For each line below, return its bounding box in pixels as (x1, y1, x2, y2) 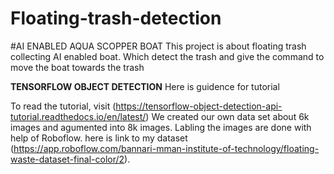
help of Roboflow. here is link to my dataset (10, 132, 188, 144)
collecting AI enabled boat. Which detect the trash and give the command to (10, 50, 325, 62)
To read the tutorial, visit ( (10, 100, 117, 112)
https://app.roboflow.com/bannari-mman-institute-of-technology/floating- (13, 142, 320, 154)
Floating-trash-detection (10, 7, 222, 30)
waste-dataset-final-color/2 (10, 153, 125, 165)
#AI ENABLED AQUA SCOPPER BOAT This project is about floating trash (10, 40, 307, 52)
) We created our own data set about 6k (145, 110, 310, 122)
